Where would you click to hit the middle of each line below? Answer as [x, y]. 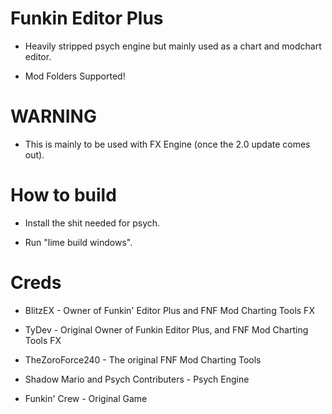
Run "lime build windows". [78, 242]
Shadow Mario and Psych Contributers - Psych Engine [137, 379]
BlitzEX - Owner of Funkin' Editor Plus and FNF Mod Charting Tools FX [169, 310]
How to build [63, 195]
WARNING [53, 116]
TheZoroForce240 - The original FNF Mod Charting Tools [143, 359]
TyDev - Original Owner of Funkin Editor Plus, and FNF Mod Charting [166, 329]
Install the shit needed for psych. [92, 223]
